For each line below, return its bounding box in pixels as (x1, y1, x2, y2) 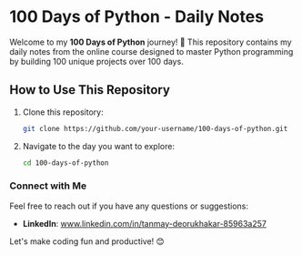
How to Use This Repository (9, 82, 171, 97)
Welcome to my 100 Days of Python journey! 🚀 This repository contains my (9, 36, 293, 47)
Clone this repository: (22, 107, 104, 118)
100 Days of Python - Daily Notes (9, 6, 265, 27)
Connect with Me (9, 179, 87, 192)
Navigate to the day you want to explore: (22, 140, 176, 151)
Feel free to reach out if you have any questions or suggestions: (9, 200, 248, 211)
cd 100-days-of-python (22, 158, 109, 168)
